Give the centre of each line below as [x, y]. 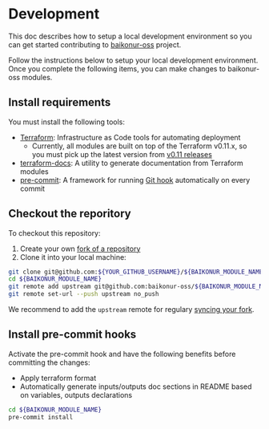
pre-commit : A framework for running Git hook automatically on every [135, 180]
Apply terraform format [58, 378]
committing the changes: [49, 362]
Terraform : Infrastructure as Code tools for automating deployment [130, 137]
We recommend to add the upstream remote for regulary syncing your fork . [131, 310]
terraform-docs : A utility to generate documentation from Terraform [132, 163]
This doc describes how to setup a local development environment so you [130, 36]
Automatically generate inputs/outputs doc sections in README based [136, 387]
